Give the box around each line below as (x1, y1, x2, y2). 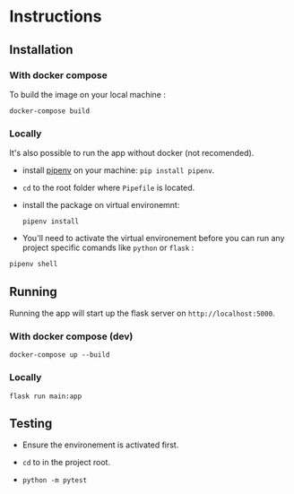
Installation (9, 42, 73, 57)
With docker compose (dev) (9, 330, 134, 342)
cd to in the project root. (22, 457, 110, 468)
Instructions (9, 6, 102, 27)
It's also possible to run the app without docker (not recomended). (9, 148, 255, 159)
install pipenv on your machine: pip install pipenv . (22, 165, 215, 176)
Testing (9, 415, 53, 431)
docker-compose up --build (9, 351, 110, 360)
